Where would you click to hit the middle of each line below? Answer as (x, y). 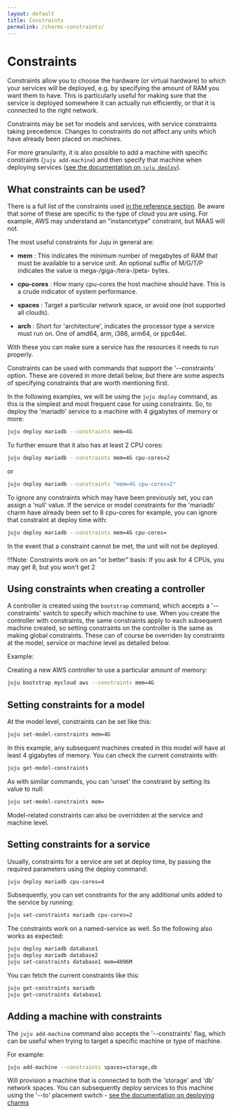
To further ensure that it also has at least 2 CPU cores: (85, 445)
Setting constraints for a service (79, 845)
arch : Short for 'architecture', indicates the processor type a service (116, 326)
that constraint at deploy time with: (57, 519)
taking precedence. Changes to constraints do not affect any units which (112, 132)
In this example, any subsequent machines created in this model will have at (116, 748)
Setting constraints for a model (76, 705)
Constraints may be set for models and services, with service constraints (112, 124)
